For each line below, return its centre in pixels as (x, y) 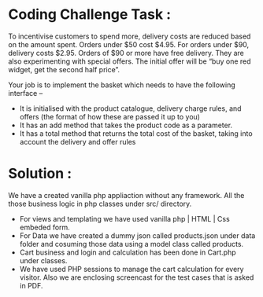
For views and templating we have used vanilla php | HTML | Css (124, 218)
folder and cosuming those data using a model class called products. (131, 244)
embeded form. (45, 227)
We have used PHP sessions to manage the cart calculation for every (131, 269)
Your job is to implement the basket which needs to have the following (122, 85)
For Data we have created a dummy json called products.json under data (137, 235)
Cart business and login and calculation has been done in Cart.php (128, 252)
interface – (26, 93)
